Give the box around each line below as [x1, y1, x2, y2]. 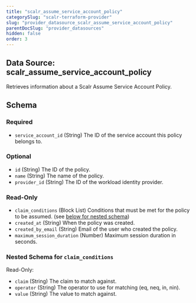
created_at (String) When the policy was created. [14, 220, 135, 227]
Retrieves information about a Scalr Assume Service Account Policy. [6, 83, 172, 90]
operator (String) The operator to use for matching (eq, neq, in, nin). [14, 284, 181, 291]
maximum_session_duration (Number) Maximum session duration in [14, 232, 176, 239]
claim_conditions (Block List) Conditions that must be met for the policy [14, 207, 190, 214]
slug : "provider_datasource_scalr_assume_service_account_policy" [6, 20, 173, 25]
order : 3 [6, 36, 28, 42]
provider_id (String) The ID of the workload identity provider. [14, 178, 164, 185]
